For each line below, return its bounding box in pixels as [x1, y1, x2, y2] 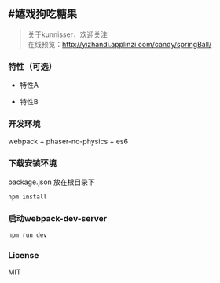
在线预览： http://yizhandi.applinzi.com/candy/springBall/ [27, 39, 212, 49]
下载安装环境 [8, 158, 57, 169]
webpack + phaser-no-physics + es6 [8, 136, 128, 147]
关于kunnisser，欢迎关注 [27, 30, 108, 39]
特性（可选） [8, 61, 57, 72]
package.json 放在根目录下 [8, 177, 96, 187]
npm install [8, 193, 47, 201]
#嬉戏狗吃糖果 [8, 7, 77, 21]
